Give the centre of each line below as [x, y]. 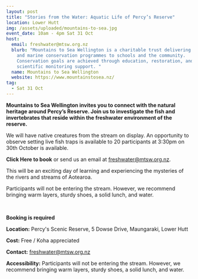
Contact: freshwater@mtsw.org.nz [48, 252]
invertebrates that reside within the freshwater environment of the [89, 117]
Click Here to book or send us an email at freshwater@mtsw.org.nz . [88, 159]
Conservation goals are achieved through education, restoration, [100, 61]
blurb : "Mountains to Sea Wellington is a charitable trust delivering [101, 50]
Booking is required [30, 217]
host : [13, 39]
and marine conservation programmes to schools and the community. [101, 55]
